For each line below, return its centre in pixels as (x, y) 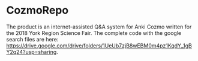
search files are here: (32, 39)
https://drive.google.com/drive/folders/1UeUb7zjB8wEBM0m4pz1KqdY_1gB (99, 46)
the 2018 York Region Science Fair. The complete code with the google (94, 33)
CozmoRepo (37, 10)
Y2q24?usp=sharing (31, 52)
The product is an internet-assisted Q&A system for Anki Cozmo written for (99, 27)
